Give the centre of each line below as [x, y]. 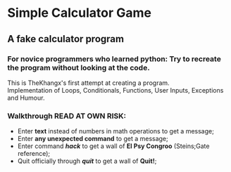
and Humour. [26, 98]
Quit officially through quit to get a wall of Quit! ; [87, 161]
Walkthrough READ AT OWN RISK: [67, 116]
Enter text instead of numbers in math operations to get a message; [116, 131]
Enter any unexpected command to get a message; [93, 139]
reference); [34, 154]
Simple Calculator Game [80, 13]
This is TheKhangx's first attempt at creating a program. [89, 83]
